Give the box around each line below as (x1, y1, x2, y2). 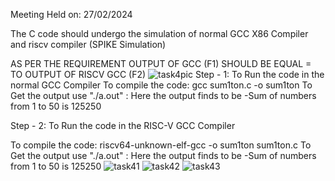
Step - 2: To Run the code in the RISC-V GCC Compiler (10, 120, 236, 131)
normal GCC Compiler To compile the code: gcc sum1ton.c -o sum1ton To (10, 79, 313, 91)
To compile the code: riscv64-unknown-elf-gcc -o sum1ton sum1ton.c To (10, 139, 312, 151)
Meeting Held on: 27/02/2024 (10, 9, 133, 20)
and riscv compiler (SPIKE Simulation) (10, 39, 167, 50)
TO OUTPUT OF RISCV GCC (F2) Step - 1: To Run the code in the (10, 69, 325, 80)
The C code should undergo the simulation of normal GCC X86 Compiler (10, 28, 309, 39)
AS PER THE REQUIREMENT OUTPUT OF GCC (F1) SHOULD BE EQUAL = (10, 58, 312, 69)
